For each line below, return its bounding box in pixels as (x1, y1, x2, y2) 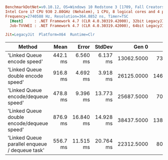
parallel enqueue (7, 140, 47, 147)
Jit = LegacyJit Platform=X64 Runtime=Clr (5, 32, 95, 37)
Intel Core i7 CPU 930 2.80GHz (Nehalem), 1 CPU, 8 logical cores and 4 (5, 9, 160, 14)
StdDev (94, 43, 113, 50)
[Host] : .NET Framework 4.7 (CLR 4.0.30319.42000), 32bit (9, 18, 144, 23)
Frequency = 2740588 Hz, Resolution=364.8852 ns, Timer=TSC (5, 13, 128, 19)
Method (18, 43, 37, 50)
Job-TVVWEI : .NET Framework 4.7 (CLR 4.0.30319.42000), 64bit (9, 23, 144, 28)
